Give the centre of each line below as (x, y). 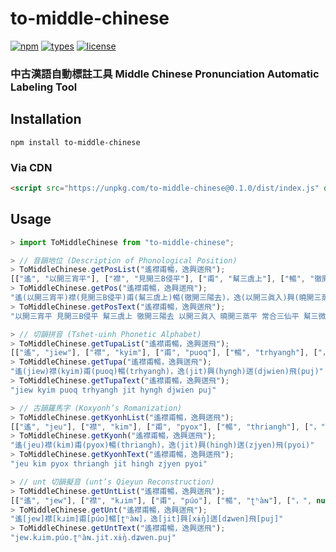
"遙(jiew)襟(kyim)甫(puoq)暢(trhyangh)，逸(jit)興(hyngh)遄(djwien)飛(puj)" (167, 372)
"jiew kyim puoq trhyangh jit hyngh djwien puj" (113, 390)
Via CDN (31, 167)
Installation (46, 119)
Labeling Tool (44, 87)
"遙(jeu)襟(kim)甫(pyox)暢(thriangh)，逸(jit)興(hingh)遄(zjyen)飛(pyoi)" (162, 445)
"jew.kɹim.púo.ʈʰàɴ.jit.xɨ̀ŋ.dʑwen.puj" (93, 538)
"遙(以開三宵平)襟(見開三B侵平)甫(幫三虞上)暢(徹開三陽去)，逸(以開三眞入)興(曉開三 (166, 298)
